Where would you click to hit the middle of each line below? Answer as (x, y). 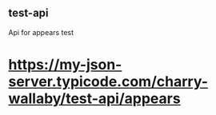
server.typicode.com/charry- (108, 81)
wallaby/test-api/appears (95, 98)
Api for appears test (41, 32)
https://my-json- (65, 65)
